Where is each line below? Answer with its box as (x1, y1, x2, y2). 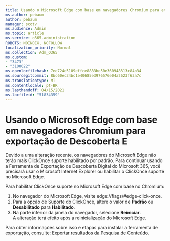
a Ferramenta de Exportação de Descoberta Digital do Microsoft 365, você (5, 163, 161, 169)
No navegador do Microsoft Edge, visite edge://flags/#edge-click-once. (12, 193, 162, 199)
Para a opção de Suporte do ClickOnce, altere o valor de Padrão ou (12, 198, 153, 205)
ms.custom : (5, 54, 28, 60)
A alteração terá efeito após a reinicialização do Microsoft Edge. (12, 215, 147, 221)
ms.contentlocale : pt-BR (5, 83, 58, 88)
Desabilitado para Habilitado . (12, 204, 75, 210)
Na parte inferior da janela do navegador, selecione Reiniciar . (12, 210, 141, 216)
